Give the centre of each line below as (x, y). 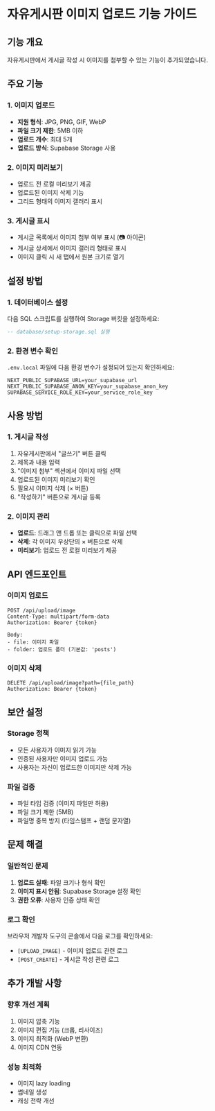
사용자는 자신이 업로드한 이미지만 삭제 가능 (75, 767)
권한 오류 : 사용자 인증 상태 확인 (58, 899)
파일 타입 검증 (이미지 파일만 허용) (63, 803)
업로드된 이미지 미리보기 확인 (56, 479)
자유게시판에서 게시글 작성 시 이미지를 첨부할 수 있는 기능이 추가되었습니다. (108, 60)
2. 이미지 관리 (29, 516)
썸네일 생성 (32, 1092)
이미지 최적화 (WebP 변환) (53, 1038)
